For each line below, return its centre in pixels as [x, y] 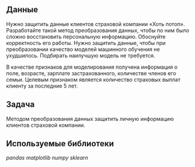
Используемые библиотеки [60, 144]
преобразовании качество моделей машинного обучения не [83, 49]
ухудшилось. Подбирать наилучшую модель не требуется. [81, 55]
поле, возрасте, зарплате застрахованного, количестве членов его [91, 73]
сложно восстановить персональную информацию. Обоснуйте [86, 36]
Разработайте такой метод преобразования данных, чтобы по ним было [98, 30]
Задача [20, 105]
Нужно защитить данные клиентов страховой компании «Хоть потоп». [95, 24]
